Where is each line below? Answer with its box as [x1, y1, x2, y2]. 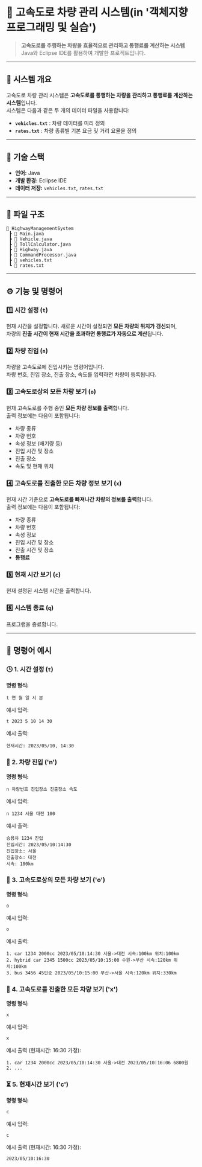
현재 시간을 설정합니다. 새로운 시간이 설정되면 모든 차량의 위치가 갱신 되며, [6, 322, 177, 330]
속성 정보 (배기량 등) [14, 440, 63, 447]
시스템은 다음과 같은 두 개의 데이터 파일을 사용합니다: [6, 106, 130, 114]
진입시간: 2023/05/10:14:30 [6, 842, 72, 848]
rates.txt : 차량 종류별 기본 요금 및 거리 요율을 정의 [14, 127, 137, 134]
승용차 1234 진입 [6, 835, 43, 841]
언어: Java [14, 169, 40, 176]
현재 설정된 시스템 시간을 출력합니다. [6, 587, 91, 595]
